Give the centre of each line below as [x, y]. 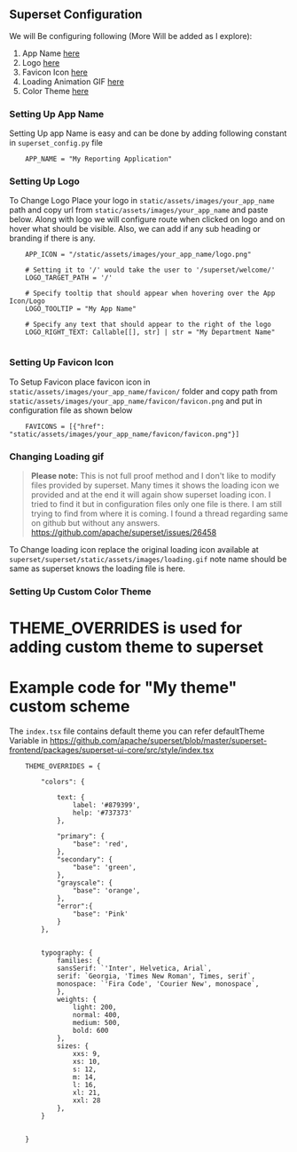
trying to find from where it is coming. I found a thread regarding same [159, 513]
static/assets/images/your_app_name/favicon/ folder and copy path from [143, 391]
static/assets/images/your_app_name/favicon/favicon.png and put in [136, 401]
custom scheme [70, 707]
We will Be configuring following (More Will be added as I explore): [131, 36]
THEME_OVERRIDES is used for [126, 628]
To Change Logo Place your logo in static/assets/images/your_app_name [142, 201]
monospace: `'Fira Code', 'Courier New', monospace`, [158, 984]
